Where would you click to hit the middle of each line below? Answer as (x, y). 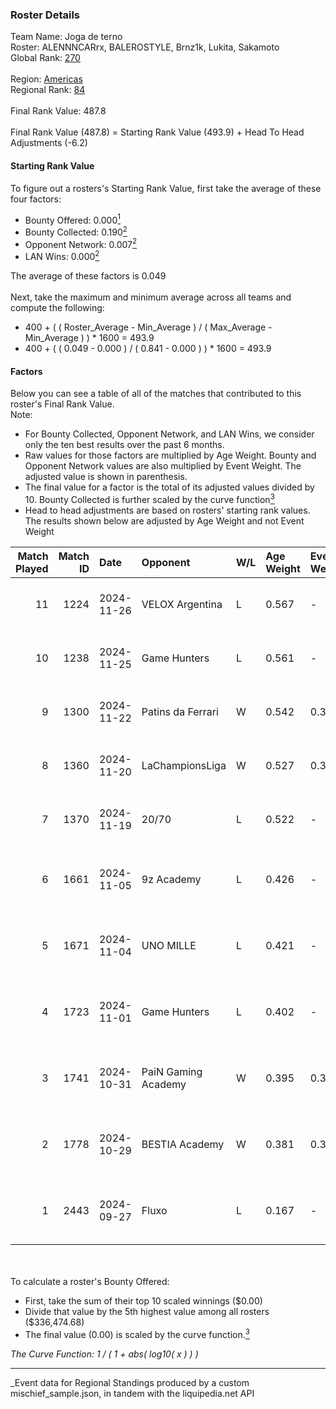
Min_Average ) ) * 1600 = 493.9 (89, 338)
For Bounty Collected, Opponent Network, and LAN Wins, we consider (169, 434)
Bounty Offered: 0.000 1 (72, 219)
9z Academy (171, 879)
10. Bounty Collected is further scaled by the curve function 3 (149, 498)
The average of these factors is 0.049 (88, 276)
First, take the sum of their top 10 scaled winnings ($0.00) (143, 1300)
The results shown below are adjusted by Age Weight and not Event (164, 520)
